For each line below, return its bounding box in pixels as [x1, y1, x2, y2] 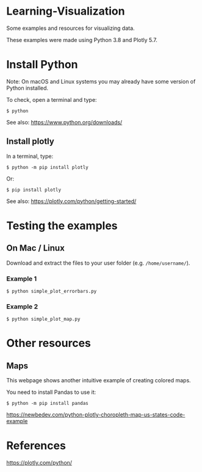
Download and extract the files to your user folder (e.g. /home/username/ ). [6, 259, 190, 266]
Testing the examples [6, 218, 118, 232]
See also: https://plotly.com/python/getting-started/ [6, 197, 137, 205]
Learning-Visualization [6, 4, 125, 18]
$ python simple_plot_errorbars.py [6, 288, 97, 294]
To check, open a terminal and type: [6, 96, 97, 103]
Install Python [6, 58, 78, 71]
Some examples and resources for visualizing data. [6, 24, 135, 32]
